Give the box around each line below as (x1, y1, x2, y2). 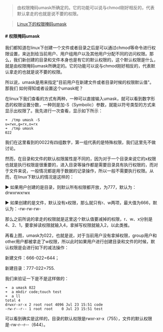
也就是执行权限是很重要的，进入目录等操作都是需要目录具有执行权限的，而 (5, 162, 154, 168)
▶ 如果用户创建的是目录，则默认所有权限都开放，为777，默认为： (5, 184, 137, 190)
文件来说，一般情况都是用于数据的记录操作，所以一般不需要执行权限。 (9, 168, 149, 174)
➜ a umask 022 (5, 285, 36, 290)
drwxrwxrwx (5, 190, 31, 196)
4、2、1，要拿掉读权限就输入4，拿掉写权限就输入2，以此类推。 (5, 222, 132, 228)
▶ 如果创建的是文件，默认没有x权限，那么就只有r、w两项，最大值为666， (5, 200, 153, 206)
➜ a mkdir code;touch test (5, 290, 62, 295)
